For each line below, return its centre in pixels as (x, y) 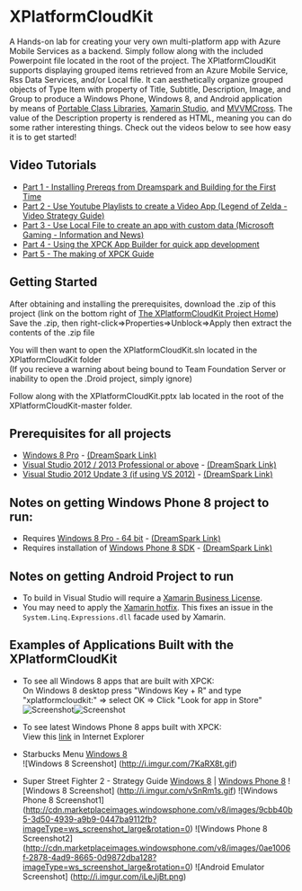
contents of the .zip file (52, 332)
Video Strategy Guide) (63, 215)
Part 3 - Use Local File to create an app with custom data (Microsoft (148, 225)
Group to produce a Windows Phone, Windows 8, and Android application (146, 98)
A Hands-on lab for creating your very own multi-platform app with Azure (145, 41)
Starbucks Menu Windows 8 (75, 753)
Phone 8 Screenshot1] (63, 800)
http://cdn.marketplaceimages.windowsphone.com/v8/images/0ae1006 (158, 848)
